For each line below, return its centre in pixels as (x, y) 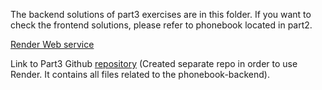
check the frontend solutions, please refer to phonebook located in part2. (161, 25)
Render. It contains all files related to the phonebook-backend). (140, 74)
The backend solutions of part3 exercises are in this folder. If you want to (161, 14)
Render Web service (52, 44)
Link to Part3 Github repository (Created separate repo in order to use (154, 63)
